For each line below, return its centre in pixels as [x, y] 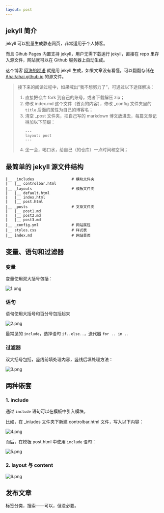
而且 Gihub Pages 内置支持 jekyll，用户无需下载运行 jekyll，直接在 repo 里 [80, 54]
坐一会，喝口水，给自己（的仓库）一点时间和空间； [77, 150]
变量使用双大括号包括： [29, 279]
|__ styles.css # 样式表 [46, 230]
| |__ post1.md [23, 211]
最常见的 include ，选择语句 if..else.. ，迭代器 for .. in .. [67, 334]
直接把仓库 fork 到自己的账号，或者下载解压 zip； [75, 98]
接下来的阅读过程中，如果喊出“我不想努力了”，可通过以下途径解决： [86, 87]
